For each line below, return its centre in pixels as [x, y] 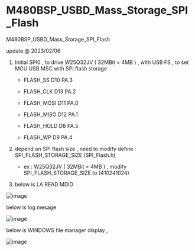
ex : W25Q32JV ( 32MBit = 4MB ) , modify [75, 166]
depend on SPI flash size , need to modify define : [75, 149]
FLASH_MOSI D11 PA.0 [51, 103]
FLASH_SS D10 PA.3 [48, 80]
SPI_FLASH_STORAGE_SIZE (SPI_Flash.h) [65, 155]
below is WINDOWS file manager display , [57, 230]
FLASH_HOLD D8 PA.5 [51, 125]
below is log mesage [31, 207]
